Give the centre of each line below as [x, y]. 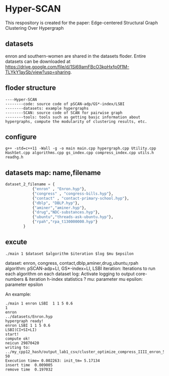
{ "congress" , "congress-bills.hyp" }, [73, 194]
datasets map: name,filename [53, 172]
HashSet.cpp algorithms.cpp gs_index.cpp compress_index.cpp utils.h [80, 153]
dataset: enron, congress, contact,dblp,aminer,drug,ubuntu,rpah [72, 263]
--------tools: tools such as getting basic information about [73, 117]
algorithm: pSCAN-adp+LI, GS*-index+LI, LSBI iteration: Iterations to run [80, 268]
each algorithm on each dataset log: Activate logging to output [70, 274]
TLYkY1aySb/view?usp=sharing [38, 72]
